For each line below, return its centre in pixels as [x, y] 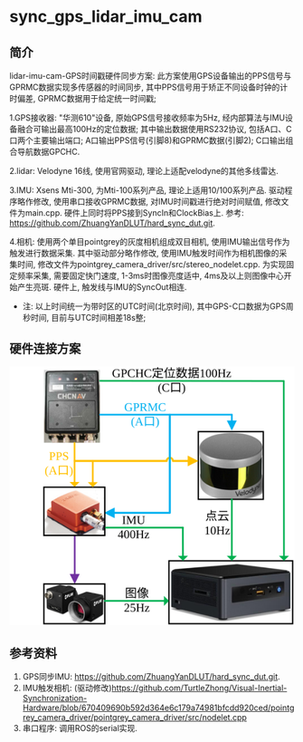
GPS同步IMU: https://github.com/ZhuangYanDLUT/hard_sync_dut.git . [151, 676]
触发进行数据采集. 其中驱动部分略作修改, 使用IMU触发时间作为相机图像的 [144, 253]
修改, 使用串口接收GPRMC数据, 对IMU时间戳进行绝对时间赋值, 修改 [157, 202]
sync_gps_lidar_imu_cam [106, 17]
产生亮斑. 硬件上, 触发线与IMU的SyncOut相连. [102, 287]
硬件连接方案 [45, 349]
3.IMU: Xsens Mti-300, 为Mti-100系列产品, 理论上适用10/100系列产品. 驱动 [147, 190]
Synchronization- [55, 698]
